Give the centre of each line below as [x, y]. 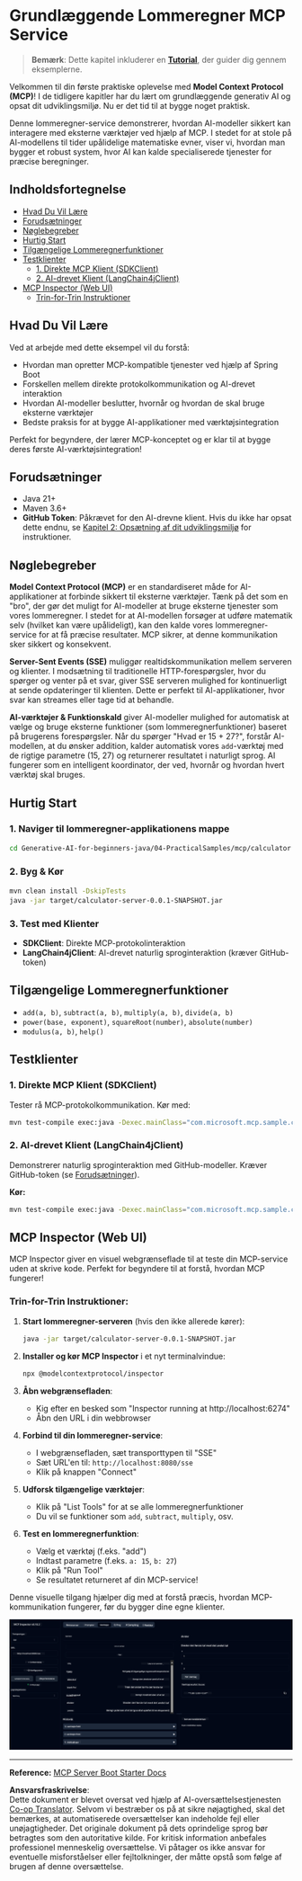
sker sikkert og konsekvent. [60, 645]
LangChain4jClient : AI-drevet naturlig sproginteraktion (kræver [140, 953]
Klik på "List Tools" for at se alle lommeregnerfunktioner [140, 1506]
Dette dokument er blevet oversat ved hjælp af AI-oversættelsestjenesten [145, 1800]
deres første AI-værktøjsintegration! [75, 449]
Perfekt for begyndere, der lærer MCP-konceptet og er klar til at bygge [140, 439]
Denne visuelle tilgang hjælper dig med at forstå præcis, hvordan [129, 1597]
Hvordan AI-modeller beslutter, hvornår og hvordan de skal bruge [143, 403]
